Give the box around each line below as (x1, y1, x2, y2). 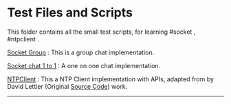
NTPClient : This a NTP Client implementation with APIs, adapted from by (7, 74, 214, 83)
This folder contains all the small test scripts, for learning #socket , (7, 28, 196, 36)
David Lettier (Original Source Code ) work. (7, 82, 128, 90)
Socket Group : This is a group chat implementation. (7, 48, 155, 56)
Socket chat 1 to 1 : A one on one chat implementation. (7, 61, 161, 70)
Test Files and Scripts (7, 5, 133, 21)
